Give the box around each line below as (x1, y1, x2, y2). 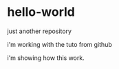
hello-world (7, 4, 76, 20)
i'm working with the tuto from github (7, 40, 112, 48)
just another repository (7, 27, 72, 35)
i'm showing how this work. (7, 53, 85, 62)
